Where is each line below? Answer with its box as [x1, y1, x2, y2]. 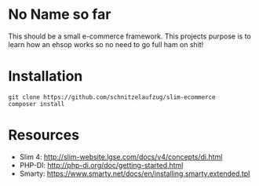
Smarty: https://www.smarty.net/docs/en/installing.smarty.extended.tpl [19, 169, 250, 178]
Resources [8, 126, 80, 144]
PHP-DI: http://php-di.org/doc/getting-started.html [19, 160, 184, 170]
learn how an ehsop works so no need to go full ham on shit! [8, 39, 204, 49]
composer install [8, 100, 65, 108]
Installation [8, 67, 83, 86]
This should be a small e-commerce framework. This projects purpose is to [8, 31, 251, 41]
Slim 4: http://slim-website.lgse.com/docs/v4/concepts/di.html [19, 151, 223, 162]
